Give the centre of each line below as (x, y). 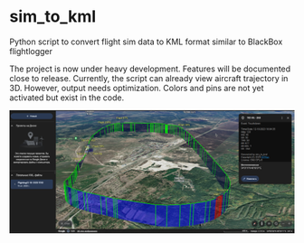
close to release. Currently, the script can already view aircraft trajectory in (149, 78)
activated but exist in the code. (67, 98)
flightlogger (31, 51)
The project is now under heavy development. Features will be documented (150, 69)
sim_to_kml (53, 17)
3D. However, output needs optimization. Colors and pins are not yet (137, 88)
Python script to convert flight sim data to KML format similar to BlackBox (146, 42)
